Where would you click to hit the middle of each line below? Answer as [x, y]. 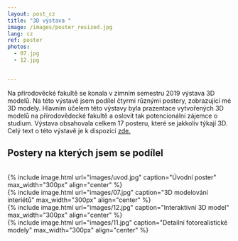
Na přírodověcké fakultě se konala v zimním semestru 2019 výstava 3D [111, 93]
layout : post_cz [31, 14]
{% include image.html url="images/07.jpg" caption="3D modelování [108, 193]
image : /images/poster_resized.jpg [60, 27]
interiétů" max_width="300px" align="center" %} [79, 200]
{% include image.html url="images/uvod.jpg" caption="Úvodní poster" [112, 177]
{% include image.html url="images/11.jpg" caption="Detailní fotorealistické [118, 223]
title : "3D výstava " [39, 21]
